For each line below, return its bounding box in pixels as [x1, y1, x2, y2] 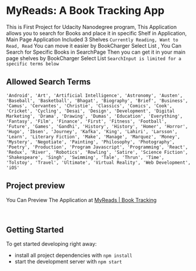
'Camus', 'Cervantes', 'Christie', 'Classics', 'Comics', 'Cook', [6, 103, 172, 109]
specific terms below [6, 61, 59, 67]
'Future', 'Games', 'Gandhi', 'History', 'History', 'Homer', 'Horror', [6, 123, 188, 130]
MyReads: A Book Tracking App [6, 4, 165, 18]
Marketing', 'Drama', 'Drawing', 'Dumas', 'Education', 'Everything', [6, 113, 183, 119]
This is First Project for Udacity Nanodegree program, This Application [6, 23, 177, 30]
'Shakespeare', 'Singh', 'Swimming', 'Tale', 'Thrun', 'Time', [6, 154, 165, 160]
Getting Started [6, 224, 64, 234]
